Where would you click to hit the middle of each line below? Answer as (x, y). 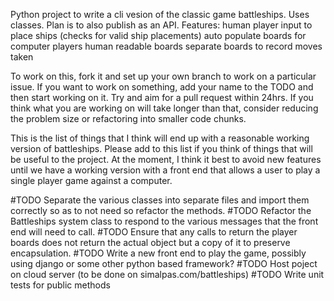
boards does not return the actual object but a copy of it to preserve (150, 242)
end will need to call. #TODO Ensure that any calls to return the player (154, 232)
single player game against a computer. (91, 180)
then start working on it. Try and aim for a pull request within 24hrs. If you (162, 97)
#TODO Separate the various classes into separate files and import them (160, 200)
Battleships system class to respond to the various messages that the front (164, 221)
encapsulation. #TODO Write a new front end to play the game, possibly (158, 253)
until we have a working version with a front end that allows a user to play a (165, 170)
